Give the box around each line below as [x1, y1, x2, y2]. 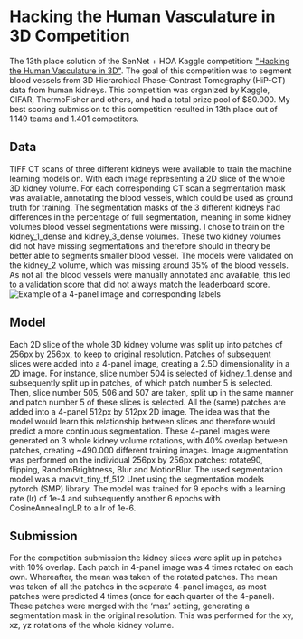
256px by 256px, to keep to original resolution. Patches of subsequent [9, 348, 271, 359]
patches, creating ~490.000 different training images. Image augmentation [9, 444, 289, 455]
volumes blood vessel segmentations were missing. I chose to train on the [9, 221, 285, 232]
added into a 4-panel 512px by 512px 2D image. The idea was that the [9, 405, 270, 417]
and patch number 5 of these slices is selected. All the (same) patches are [9, 396, 287, 407]
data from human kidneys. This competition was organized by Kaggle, [9, 84, 270, 95]
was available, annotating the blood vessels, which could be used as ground [9, 192, 294, 203]
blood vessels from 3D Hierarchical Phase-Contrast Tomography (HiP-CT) [9, 74, 287, 85]
